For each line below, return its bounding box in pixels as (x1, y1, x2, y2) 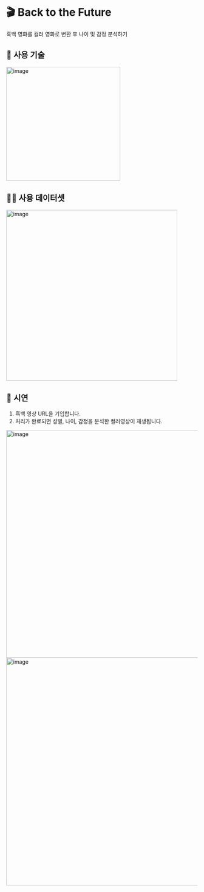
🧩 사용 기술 (6, 50, 46, 60)
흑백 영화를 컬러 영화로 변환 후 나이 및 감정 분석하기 (6, 30, 127, 38)
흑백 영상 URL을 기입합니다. (15, 410, 81, 417)
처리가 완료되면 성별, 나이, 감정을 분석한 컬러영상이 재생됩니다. (15, 418, 163, 425)
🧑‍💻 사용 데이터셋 (6, 193, 65, 203)
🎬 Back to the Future (6, 5, 112, 19)
